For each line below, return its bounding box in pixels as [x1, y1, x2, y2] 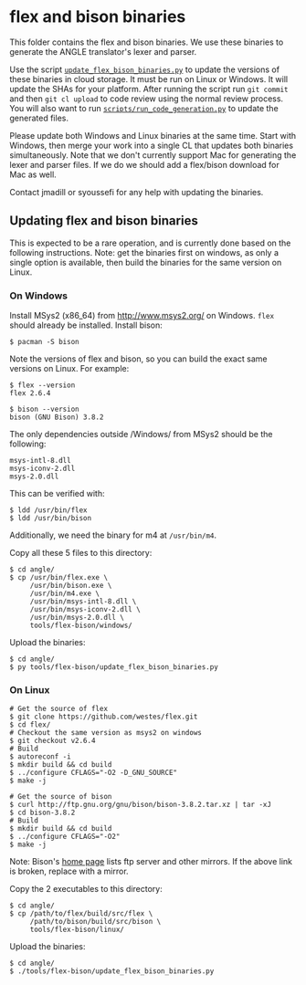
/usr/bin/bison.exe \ [29, 582, 112, 591]
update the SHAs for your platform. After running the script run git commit [9, 83, 289, 94]
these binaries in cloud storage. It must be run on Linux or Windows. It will [9, 73, 289, 84]
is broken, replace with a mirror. [9, 865, 130, 877]
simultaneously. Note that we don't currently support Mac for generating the [9, 149, 297, 161]
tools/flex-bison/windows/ [29, 621, 132, 631]
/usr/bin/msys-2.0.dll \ [29, 613, 125, 623]
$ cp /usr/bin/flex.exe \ [9, 573, 108, 582]
